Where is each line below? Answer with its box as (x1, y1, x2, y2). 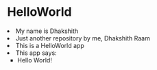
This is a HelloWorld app (16, 41, 84, 49)
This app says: (16, 49, 57, 57)
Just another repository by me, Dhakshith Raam (16, 34, 151, 42)
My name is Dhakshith (16, 27, 79, 35)
